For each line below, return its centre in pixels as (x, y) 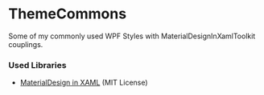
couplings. (26, 44)
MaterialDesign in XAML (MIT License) (84, 83)
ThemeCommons (68, 14)
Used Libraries (37, 65)
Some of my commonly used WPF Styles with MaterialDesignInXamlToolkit (132, 36)
